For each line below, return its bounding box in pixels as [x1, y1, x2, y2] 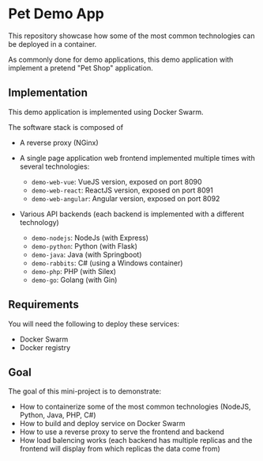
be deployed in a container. [8, 39, 97, 48]
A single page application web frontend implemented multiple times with [19, 153, 255, 162]
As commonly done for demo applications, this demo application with [8, 55, 234, 64]
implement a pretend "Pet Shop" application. [8, 63, 153, 72]
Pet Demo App [8, 5, 104, 23]
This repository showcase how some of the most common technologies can [8, 31, 255, 40]
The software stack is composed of [8, 122, 124, 131]
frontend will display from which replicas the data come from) [19, 444, 221, 454]
